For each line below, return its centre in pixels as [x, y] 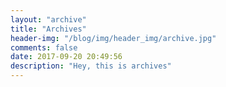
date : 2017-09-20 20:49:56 [66, 57]
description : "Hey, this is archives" [91, 66]
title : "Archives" [48, 29]
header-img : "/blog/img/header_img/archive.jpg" [113, 38]
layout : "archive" [48, 19]
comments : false [44, 47]
